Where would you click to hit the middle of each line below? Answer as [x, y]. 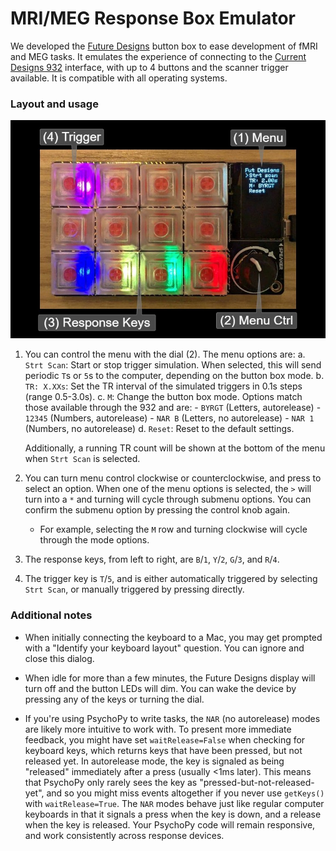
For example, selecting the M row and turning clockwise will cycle [173, 529]
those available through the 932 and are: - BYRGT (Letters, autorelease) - [173, 408]
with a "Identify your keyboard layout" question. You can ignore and [164, 648]
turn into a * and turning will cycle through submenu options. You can [168, 499]
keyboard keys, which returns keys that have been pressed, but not [163, 750]
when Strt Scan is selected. [82, 459]
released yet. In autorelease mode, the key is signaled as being [154, 761]
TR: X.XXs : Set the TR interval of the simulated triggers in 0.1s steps [163, 386]
